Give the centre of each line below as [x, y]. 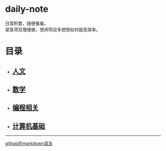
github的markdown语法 [29, 144]
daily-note [27, 9]
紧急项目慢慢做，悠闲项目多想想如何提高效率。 [53, 29]
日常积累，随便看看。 [27, 23]
